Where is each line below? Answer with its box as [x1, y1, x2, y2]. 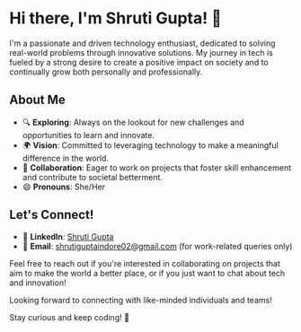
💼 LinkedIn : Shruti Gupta [22, 231, 114, 241]
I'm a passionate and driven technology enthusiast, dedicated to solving [9, 38, 276, 48]
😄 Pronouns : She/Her [22, 181, 106, 192]
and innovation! [9, 277, 67, 288]
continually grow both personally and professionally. [9, 66, 203, 77]
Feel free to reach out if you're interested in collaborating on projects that [9, 258, 281, 268]
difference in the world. [22, 153, 110, 163]
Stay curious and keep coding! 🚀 [9, 311, 130, 322]
